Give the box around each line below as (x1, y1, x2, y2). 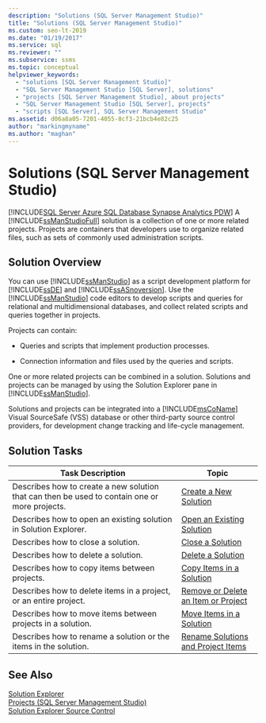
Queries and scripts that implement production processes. (19, 341, 210, 350)
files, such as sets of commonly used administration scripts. (8, 232, 204, 242)
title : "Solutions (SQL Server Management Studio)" (8, 19, 182, 27)
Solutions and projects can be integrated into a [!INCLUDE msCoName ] (8, 404, 238, 414)
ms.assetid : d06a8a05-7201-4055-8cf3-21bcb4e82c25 (8, 115, 179, 123)
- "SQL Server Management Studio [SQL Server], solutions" (15, 85, 215, 94)
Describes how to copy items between (12, 563, 155, 574)
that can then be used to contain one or (12, 491, 159, 502)
